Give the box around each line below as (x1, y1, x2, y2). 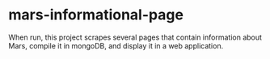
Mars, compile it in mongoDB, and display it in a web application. (8, 40, 224, 50)
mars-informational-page (8, 6, 184, 24)
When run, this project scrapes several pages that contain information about (8, 32, 263, 42)
